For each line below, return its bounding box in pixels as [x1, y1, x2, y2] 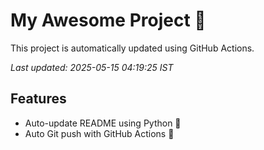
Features [10, 90, 67, 108]
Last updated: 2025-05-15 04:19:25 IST [10, 61, 174, 73]
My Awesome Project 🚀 [10, 9, 207, 32]
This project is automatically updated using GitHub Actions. [10, 42, 255, 54]
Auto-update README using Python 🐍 [24, 117, 182, 129]
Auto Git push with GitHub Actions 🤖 [24, 127, 175, 139]
